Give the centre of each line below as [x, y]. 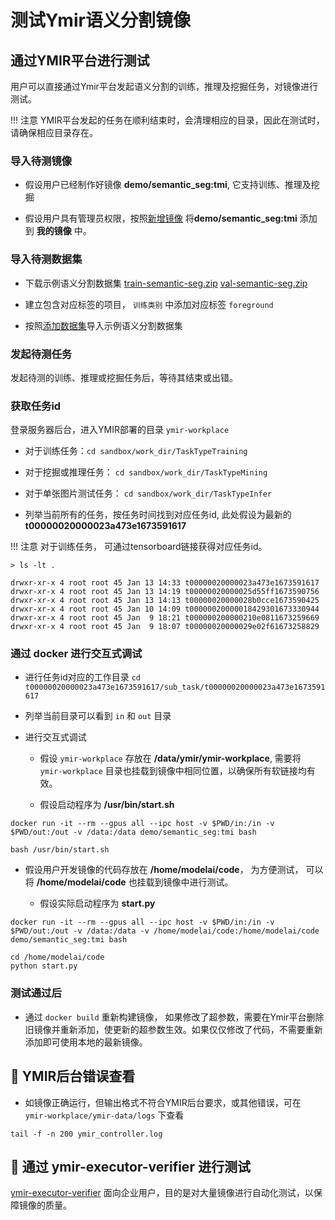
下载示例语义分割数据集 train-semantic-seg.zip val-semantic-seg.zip [166, 283]
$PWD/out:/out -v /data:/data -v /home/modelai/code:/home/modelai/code [165, 931]
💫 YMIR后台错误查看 [73, 1076]
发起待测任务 [41, 354]
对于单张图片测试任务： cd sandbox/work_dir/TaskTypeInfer [148, 493]
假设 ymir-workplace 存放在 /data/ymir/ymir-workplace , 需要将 [170, 758]
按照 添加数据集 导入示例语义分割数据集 [103, 325]
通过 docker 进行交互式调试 [76, 654]
